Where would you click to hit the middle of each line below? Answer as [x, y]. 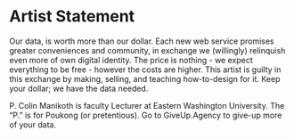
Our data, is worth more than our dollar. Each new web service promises [142, 41]
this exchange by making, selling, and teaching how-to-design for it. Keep [145, 78]
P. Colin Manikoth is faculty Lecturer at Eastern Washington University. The [147, 105]
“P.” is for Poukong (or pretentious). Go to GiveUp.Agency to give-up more [146, 115]
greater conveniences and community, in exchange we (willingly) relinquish [147, 50]
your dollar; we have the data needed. [79, 88]
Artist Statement [72, 16]
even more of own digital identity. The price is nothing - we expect [131, 60]
